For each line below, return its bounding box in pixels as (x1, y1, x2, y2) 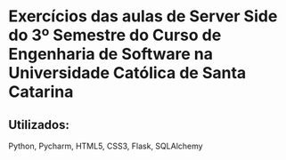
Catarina (8, 82, 74, 102)
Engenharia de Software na (8, 44, 213, 64)
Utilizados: (8, 117, 70, 132)
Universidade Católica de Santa (8, 63, 247, 84)
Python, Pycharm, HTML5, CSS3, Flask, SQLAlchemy (8, 140, 203, 151)
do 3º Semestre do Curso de (8, 25, 222, 45)
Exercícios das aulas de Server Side (8, 6, 278, 27)
